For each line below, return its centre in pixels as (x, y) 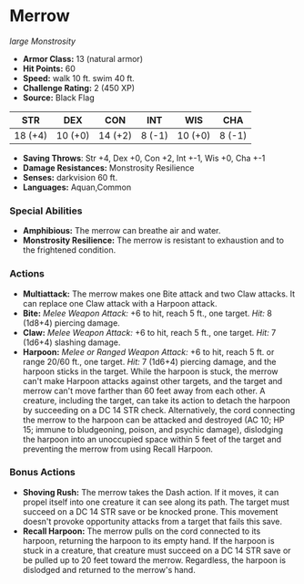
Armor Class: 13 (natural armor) (83, 58)
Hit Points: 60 (49, 68)
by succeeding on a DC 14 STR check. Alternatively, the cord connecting (159, 410)
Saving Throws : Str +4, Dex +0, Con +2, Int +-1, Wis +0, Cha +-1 (144, 158)
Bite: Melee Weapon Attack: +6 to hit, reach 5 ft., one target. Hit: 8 (147, 313)
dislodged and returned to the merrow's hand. (109, 569)
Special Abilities (46, 211)
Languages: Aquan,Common (77, 187)
